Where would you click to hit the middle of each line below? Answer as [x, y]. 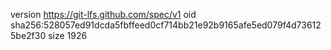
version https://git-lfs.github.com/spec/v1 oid [103, 14]
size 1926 [68, 35]
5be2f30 [28, 35]
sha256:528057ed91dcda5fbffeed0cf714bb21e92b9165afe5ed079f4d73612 [166, 25]
